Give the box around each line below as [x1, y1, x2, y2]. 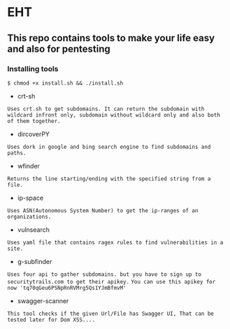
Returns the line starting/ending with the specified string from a [7, 175, 211, 182]
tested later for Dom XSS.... [7, 316, 96, 323]
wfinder [17, 161, 41, 170]
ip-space [17, 193, 44, 202]
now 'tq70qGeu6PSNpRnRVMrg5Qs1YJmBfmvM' [7, 284, 127, 291]
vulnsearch [17, 225, 50, 234]
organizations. [7, 213, 52, 220]
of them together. [7, 117, 61, 124]
